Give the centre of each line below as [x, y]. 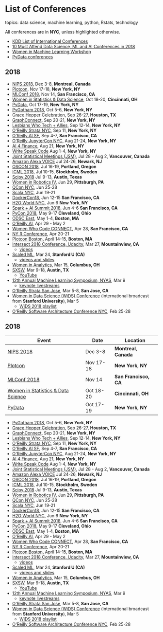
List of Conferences [46, 9]
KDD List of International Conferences [50, 41]
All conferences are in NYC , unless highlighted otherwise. [63, 32]
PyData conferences [33, 56]
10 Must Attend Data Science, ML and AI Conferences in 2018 [73, 46]
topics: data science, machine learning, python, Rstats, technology [72, 22]
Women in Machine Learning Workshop [51, 52]
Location [135, 340]
